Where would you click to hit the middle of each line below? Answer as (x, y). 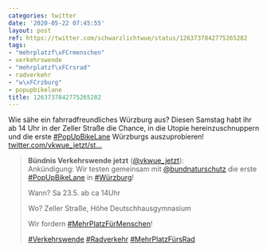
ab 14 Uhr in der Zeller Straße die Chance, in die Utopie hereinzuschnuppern (134, 128)
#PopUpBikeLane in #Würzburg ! (80, 178)
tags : (17, 45)
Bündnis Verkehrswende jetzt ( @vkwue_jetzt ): (106, 161)
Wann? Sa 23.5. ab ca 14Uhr (74, 193)
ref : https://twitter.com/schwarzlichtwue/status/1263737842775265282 (128, 38)
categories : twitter (43, 16)
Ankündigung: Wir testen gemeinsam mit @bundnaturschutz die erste (142, 169)
